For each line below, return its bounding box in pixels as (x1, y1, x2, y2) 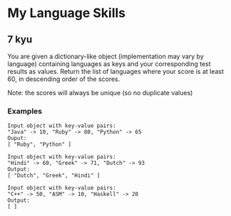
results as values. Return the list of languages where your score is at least (7, 67, 225, 75)
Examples (7, 106, 43, 116)
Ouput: (7, 135, 27, 142)
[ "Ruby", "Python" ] (7, 141, 72, 148)
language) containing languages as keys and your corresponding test (7, 60, 212, 68)
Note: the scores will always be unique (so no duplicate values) (7, 89, 193, 97)
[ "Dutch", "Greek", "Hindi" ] (7, 172, 101, 179)
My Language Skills (7, 5, 126, 21)
